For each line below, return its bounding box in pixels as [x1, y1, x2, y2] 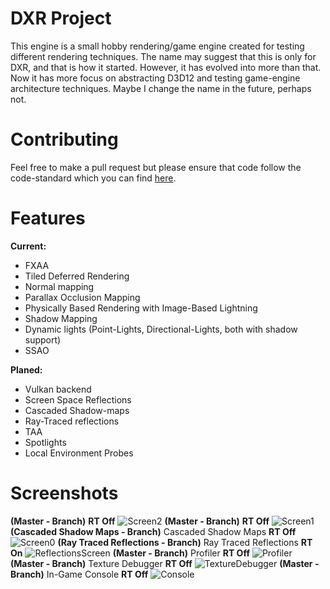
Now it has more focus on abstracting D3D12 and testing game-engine [10, 72, 301, 84]
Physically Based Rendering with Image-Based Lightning [24, 302, 258, 314]
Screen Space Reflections [24, 393, 132, 406]
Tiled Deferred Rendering [24, 270, 130, 282]
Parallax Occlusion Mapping [24, 291, 141, 303]
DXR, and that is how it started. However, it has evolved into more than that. [10, 61, 322, 73]
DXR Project [10, 7, 112, 30]
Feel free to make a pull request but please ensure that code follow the [10, 161, 302, 173]
